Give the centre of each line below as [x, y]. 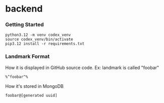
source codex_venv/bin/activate [39, 39]
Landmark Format [28, 57]
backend [24, 9]
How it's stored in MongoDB [35, 86]
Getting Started [24, 25]
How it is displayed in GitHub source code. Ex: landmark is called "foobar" [82, 67]
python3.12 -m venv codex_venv [38, 35]
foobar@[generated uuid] [31, 95]
